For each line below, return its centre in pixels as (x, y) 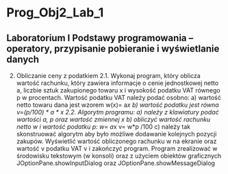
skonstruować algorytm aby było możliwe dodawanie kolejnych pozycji (116, 134)
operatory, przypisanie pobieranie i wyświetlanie (113, 48)
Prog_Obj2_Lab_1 (55, 13)
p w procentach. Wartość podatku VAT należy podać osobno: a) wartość (119, 98)
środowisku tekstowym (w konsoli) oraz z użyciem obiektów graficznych (119, 156)
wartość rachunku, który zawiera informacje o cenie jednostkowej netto (117, 83)
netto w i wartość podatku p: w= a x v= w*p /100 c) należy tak (103, 127)
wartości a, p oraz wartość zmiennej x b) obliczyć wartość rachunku (113, 119)
